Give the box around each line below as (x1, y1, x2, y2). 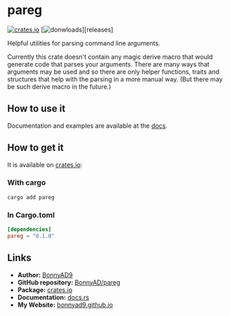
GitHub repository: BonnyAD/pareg (17, 278, 121, 287)
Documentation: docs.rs (17, 293, 90, 301)
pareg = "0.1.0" (7, 232, 55, 240)
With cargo (7, 178, 46, 187)
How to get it (7, 142, 65, 154)
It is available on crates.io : (7, 160, 83, 169)
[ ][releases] (41, 25, 114, 34)
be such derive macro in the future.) (7, 82, 111, 91)
